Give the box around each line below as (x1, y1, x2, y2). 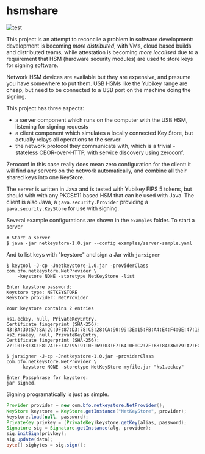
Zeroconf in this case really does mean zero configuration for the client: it (6, 160, 191, 168)
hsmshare (6, 4, 59, 18)
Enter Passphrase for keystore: (6, 374, 88, 381)
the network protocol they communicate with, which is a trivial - (15, 142, 176, 149)
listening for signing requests (15, 122, 88, 130)
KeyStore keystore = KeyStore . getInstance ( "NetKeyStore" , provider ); (6, 408, 187, 414)
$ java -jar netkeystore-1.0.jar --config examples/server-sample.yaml (6, 240, 192, 246)
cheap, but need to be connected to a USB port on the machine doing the (6, 86, 191, 93)
